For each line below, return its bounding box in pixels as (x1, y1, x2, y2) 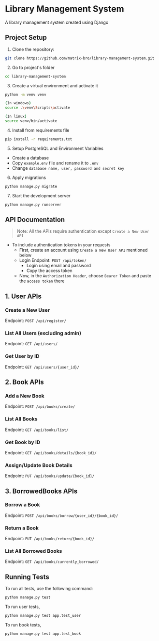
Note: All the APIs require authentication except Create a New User (16, 228, 150, 234)
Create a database (12, 155, 49, 160)
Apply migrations (12, 175, 46, 180)
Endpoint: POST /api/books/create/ (5, 403, 75, 409)
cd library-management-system (5, 74, 66, 79)
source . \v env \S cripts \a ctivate (5, 105, 70, 110)
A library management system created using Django (5, 19, 109, 25)
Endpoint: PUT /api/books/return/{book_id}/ (5, 536, 95, 542)
